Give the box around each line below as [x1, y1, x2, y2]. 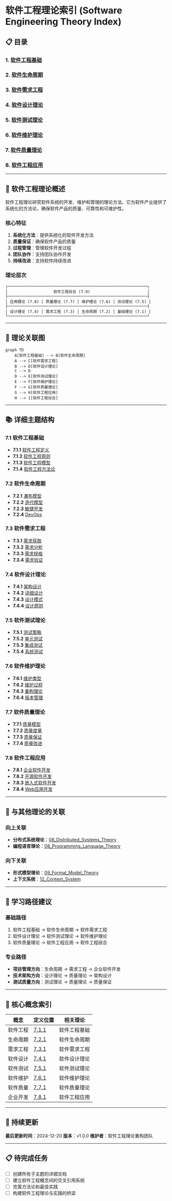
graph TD [5, 347, 24, 352]
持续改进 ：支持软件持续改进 [12, 258, 72, 264]
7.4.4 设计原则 [12, 603, 44, 609]
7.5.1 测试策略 [12, 629, 42, 636]
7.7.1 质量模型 [12, 721, 41, 727]
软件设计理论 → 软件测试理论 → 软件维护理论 [12, 933, 107, 939]
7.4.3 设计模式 [12, 596, 44, 602]
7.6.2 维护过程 [12, 682, 43, 688]
